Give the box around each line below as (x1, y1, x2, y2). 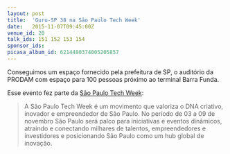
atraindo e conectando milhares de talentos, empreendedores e (24, 124, 206, 132)
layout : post (7, 10, 45, 17)
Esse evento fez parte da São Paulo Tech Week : (7, 88, 144, 97)
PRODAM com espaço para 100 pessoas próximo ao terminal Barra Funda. (7, 75, 220, 83)
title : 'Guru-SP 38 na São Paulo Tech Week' (7, 17, 141, 24)
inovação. (24, 139, 53, 147)
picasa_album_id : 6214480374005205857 (7, 49, 119, 56)
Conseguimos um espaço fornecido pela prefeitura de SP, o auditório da (7, 67, 213, 76)
